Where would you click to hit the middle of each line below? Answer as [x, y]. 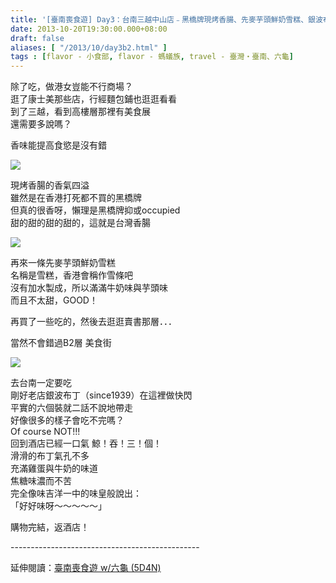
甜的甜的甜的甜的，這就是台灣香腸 [80, 223]
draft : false [37, 38]
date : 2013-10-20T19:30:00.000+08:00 [89, 29]
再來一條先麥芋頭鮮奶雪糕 [63, 263]
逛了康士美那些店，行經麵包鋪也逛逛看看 [93, 99]
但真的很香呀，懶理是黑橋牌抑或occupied [95, 210]
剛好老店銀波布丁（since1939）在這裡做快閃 [101, 395]
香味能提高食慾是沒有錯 [58, 145]
